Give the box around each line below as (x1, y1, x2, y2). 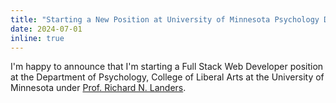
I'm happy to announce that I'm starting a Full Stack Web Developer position (10, 61, 324, 73)
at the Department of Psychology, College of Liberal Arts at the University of (10, 71, 325, 83)
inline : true (10, 33, 65, 43)
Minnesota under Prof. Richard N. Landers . (10, 82, 187, 94)
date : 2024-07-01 (10, 24, 83, 34)
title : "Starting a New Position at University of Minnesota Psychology (10, 14, 320, 25)
